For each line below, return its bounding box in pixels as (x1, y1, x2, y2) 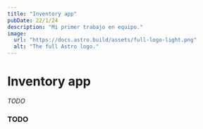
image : (7, 30, 27, 37)
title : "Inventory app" (7, 10, 78, 18)
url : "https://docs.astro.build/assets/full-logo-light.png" (13, 37, 197, 44)
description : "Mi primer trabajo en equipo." (7, 23, 143, 30)
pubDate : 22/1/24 (7, 17, 59, 24)
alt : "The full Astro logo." (13, 43, 99, 50)
